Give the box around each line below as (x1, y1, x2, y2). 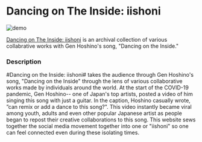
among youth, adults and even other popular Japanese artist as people (6, 110, 182, 117)
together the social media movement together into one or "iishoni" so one (6, 123, 189, 130)
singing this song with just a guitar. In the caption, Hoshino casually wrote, (6, 97, 191, 104)
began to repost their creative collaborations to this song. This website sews (6, 116, 196, 123)
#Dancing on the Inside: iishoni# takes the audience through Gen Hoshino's (6, 71, 194, 79)
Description (6, 57, 42, 66)
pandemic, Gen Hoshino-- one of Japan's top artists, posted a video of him (6, 91, 193, 98)
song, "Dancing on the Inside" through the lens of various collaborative (6, 77, 183, 85)
